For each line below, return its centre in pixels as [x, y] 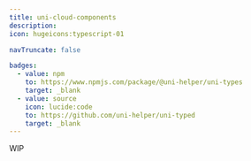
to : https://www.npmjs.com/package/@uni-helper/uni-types [134, 82]
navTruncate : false [45, 50]
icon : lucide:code [59, 107]
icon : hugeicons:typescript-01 [67, 34]
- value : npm [41, 74]
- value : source [47, 98]
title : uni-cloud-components [63, 17]
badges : [23, 66]
